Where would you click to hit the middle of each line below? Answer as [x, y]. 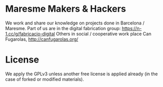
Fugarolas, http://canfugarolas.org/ [42, 39]
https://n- [132, 28]
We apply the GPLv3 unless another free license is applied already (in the [81, 74]
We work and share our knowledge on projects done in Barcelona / [75, 23]
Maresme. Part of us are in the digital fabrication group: [63, 28]
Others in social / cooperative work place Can [104, 34]
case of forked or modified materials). [45, 79]
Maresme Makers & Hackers [66, 9]
